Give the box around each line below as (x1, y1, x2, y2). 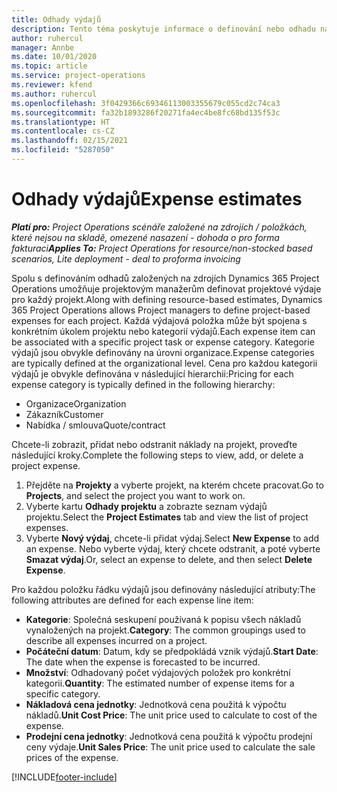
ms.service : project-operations (11, 71, 146, 81)
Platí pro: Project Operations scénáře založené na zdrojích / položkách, (11, 221, 308, 233)
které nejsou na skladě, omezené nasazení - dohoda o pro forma (11, 231, 280, 243)
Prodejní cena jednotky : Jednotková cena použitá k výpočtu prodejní (25, 730, 313, 742)
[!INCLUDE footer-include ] (11, 771, 118, 783)
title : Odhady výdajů (11, 14, 102, 25)
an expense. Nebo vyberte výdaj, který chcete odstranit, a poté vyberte (25, 542, 321, 555)
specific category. (25, 687, 101, 700)
